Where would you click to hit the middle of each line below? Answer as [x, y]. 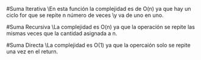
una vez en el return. [32, 52]
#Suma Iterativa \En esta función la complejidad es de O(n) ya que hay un [99, 9]
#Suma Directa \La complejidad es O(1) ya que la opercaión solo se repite [98, 45]
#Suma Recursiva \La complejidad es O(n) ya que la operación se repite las [100, 27]
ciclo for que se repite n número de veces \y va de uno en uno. [85, 15]
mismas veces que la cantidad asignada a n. [62, 33]
